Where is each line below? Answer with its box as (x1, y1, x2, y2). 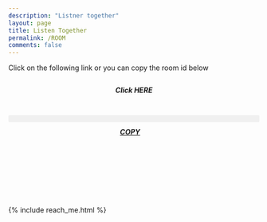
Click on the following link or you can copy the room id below (8, 63, 209, 72)
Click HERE (115, 85, 153, 95)
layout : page (8, 19, 52, 27)
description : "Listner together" (8, 11, 120, 20)
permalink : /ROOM (8, 33, 66, 42)
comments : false (8, 41, 62, 49)
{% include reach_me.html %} (8, 204, 107, 215)
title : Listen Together (8, 26, 88, 34)
